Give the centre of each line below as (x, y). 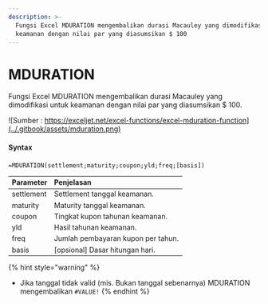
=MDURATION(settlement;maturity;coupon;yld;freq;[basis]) (106, 165)
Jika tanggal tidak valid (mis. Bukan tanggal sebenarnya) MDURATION (135, 283)
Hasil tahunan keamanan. (95, 227)
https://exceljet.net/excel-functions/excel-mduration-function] (147, 121)
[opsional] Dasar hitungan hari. (104, 250)
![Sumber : (26, 121)
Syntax (20, 147)
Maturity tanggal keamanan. (100, 205)
